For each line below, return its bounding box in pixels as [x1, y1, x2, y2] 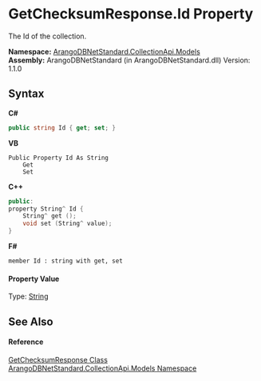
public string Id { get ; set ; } [8, 123, 116, 132]
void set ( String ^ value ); [22, 219, 113, 228]
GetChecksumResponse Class [8, 355, 108, 364]
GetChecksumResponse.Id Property [8, 5, 254, 23]
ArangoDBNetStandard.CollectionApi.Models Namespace [8, 363, 197, 373]
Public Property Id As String [8, 154, 109, 162]
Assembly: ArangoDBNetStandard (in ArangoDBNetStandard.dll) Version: [8, 55, 251, 65]
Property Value [8, 274, 60, 283]
